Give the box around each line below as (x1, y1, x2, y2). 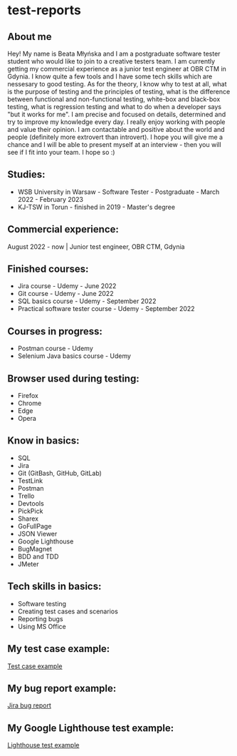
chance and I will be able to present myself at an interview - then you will (7, 141, 222, 148)
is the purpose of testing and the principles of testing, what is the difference (7, 88, 231, 96)
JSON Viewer (17, 529, 58, 538)
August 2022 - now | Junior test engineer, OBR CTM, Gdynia (7, 242, 185, 251)
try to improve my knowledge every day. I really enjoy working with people (7, 118, 226, 126)
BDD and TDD (17, 552, 59, 561)
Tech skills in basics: (7, 581, 102, 593)
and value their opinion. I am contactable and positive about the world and (7, 126, 226, 133)
